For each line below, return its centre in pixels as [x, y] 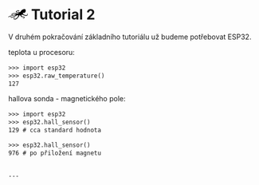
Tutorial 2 [63, 15]
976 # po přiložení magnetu [55, 153]
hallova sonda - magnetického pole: [67, 98]
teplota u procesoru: [42, 52]
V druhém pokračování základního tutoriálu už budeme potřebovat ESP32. [130, 37]
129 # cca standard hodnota [55, 130]
